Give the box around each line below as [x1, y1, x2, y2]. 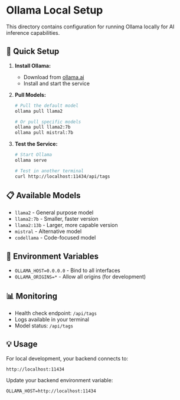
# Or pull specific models [14, 119, 81, 124]
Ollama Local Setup [6, 4, 103, 17]
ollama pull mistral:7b [14, 130, 74, 136]
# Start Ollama [14, 152, 53, 158]
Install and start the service [23, 80, 90, 87]
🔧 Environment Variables [6, 251, 99, 261]
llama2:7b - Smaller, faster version [14, 215, 99, 222]
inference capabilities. [6, 29, 60, 36]
